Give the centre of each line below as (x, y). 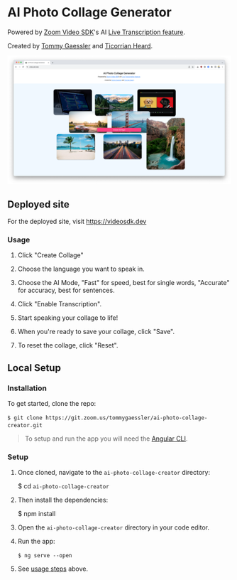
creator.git (25, 426)
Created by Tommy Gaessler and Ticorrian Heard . (80, 45)
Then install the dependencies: (63, 500)
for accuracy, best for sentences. (66, 290)
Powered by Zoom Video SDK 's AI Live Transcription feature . (97, 32)
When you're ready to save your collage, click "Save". (96, 332)
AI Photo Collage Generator (89, 12)
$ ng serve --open (45, 556)
